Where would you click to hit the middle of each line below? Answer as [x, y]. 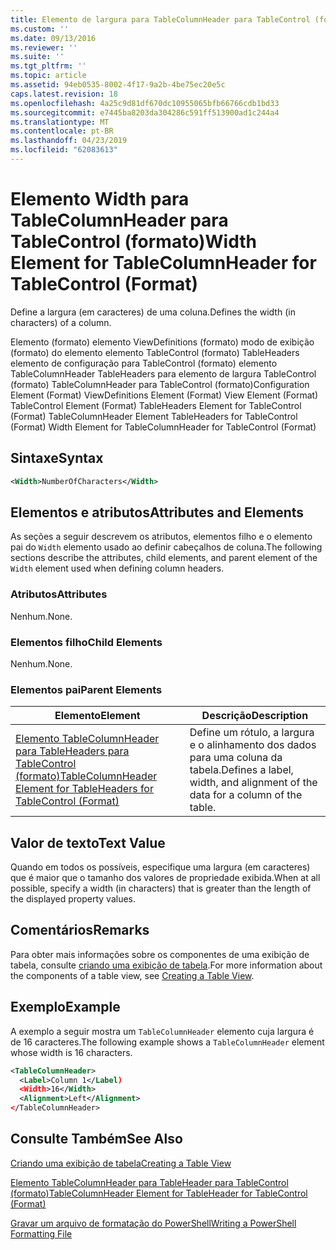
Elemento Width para [100, 199]
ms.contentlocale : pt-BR [62, 131]
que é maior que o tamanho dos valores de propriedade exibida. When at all [165, 878]
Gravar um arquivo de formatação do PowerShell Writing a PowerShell [153, 1223]
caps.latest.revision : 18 [64, 94]
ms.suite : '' [37, 57]
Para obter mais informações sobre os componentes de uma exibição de [160, 954]
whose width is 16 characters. [71, 1052]
